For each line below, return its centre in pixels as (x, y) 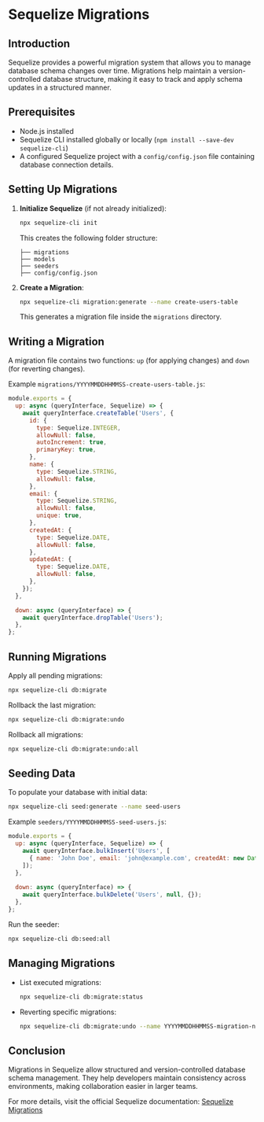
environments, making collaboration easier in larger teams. (103, 1087)
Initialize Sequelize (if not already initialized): (93, 208)
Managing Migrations (62, 963)
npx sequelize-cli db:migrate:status (81, 997)
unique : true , (59, 516)
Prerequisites (42, 112)
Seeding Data (42, 774)
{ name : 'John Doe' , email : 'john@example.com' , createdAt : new (136, 858)
